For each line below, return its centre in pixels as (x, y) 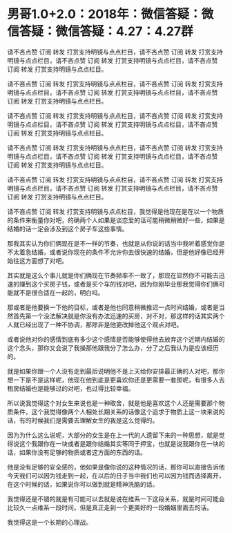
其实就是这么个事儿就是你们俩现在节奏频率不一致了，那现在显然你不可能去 (113, 275)
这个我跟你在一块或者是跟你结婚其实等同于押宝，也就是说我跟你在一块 (119, 443)
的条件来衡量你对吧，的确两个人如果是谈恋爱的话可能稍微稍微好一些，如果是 (116, 220)
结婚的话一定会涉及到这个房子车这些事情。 (68, 229)
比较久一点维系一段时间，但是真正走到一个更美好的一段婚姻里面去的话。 (110, 507)
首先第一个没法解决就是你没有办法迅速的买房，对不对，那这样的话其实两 (116, 316)
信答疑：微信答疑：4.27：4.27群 (100, 31)
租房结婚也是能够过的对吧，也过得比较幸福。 (71, 388)
